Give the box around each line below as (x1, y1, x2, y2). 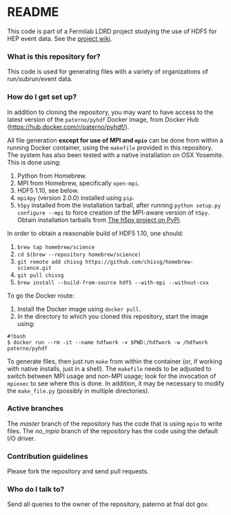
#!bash (7, 333, 26, 340)
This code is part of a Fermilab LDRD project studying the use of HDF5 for (7, 27, 217, 35)
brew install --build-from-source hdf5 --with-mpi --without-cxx (17, 279, 209, 286)
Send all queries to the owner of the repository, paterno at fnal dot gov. (7, 500, 209, 509)
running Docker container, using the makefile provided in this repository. (7, 143, 213, 152)
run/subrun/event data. (7, 75, 73, 83)
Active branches (7, 404, 64, 413)
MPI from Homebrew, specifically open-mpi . (17, 179, 140, 187)
